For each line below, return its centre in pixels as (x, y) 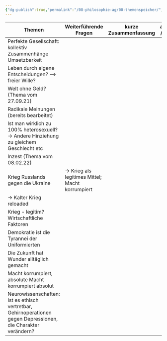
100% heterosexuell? (33, 129)
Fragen (84, 33)
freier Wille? (22, 80)
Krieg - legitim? (26, 212)
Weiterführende (84, 26)
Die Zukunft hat (26, 253)
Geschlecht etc (25, 148)
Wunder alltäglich (28, 259)
